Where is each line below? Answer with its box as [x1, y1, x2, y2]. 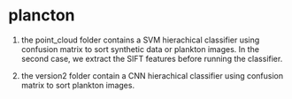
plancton [8, 5, 75, 26]
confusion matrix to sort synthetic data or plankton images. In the [20, 43, 260, 54]
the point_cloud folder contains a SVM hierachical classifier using [20, 34, 260, 45]
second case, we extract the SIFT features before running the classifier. [20, 53, 283, 64]
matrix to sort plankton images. [20, 80, 134, 90]
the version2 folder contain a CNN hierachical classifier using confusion [20, 70, 284, 80]
